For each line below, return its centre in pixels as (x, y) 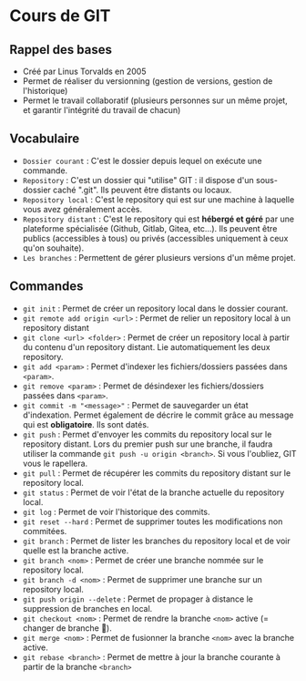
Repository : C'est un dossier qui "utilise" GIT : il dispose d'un (138, 180)
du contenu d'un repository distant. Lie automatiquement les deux (146, 346)
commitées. (45, 531)
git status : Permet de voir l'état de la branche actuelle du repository (153, 492)
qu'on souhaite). (53, 248)
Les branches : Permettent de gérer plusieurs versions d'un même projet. (159, 257)
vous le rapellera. (55, 463)
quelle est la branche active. (76, 550)
